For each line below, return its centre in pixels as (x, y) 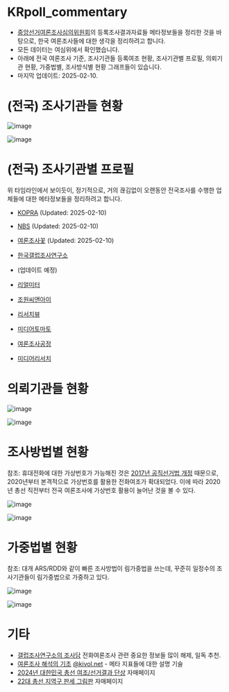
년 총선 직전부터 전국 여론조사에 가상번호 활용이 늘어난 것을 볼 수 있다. (101, 490)
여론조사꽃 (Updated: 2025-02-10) (66, 240)
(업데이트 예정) (37, 270)
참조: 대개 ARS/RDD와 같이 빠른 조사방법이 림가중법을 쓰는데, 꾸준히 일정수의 (111, 568)
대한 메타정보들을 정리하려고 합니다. (74, 199)
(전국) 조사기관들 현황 (65, 107)
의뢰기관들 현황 (48, 389)
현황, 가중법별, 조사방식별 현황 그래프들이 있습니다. (93, 67)
